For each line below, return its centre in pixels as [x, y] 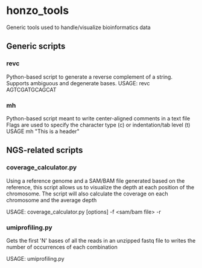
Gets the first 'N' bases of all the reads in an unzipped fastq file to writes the [101, 240]
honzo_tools [38, 11]
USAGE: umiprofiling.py [35, 258]
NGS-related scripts [45, 150]
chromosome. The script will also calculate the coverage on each [87, 194]
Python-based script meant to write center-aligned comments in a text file [98, 118]
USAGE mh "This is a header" [43, 131]
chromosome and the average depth [52, 200]
